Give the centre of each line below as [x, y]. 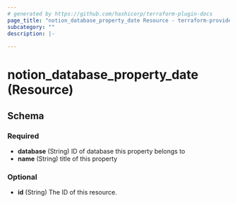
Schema [26, 116]
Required [23, 136]
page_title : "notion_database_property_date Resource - [91, 20]
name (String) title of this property [67, 159]
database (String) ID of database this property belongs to [101, 151]
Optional [22, 177]
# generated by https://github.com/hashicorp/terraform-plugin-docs [110, 14]
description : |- [31, 33]
